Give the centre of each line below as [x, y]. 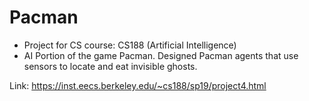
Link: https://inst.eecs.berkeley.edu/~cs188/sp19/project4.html [138, 85]
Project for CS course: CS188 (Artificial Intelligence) [130, 45]
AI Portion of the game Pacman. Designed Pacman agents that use [161, 55]
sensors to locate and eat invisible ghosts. [110, 66]
